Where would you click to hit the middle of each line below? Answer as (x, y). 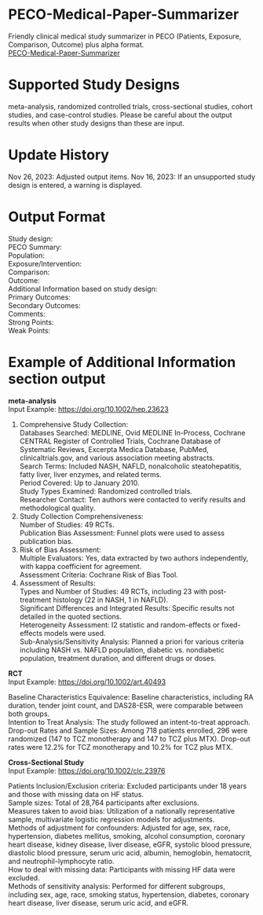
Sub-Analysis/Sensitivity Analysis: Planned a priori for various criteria (131, 641)
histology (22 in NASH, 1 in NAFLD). (111, 600)
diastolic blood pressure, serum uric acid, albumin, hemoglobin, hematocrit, (130, 853)
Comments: (27, 314)
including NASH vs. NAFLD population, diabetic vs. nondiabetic (122, 649)
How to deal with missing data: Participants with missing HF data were (122, 869)
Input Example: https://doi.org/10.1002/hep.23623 (88, 409)
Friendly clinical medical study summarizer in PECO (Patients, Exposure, (125, 36)
